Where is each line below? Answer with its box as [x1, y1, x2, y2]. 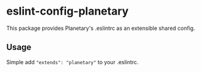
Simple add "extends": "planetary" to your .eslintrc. [6, 58, 139, 65]
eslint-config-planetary [6, 4, 129, 18]
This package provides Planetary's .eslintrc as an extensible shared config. [6, 24, 196, 32]
